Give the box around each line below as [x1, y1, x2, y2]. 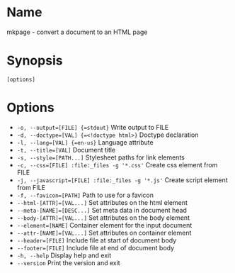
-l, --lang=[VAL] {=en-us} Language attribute [16, 138, 154, 146]
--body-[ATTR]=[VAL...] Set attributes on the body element [16, 213, 190, 222]
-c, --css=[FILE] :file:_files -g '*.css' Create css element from [16, 160, 218, 169]
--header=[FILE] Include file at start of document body [16, 235, 177, 245]
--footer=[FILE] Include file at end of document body [16, 243, 175, 252]
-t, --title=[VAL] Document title [16, 145, 116, 154]
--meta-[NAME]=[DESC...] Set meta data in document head [16, 206, 187, 214]
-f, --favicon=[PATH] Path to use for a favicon [16, 191, 154, 199]
